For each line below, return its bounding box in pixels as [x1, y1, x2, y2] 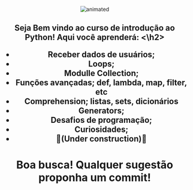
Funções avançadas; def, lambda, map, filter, [16, 78, 188, 88]
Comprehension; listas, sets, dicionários [24, 96, 179, 107]
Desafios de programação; [50, 115, 152, 125]
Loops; [88, 59, 115, 69]
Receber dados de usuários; [47, 50, 155, 60]
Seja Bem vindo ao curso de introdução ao [14, 23, 175, 33]
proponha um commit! [38, 171, 151, 184]
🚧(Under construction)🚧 [56, 134, 147, 144]
